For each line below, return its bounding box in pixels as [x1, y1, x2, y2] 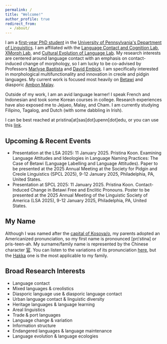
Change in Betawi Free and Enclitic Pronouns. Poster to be [30, 187, 150, 193]
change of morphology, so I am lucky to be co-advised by [23, 61, 142, 67]
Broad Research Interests [5, 267, 85, 275]
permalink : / [5, 7, 32, 12]
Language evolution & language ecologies [12, 333, 98, 339]
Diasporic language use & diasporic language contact [12, 291, 122, 297]
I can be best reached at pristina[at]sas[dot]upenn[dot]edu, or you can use [5, 117, 159, 123]
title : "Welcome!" [5, 12, 43, 17]
